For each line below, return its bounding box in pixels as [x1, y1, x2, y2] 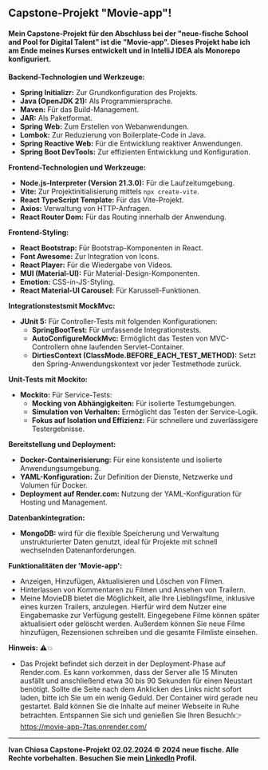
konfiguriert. [8, 54, 52, 63]
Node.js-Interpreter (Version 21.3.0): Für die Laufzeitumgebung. [19, 178, 235, 187]
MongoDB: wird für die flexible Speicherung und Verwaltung [19, 528, 219, 538]
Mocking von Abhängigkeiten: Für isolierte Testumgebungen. [31, 398, 237, 408]
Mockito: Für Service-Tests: [19, 389, 112, 399]
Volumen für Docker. [19, 480, 88, 490]
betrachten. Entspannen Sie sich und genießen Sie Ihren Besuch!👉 [19, 710, 242, 720]
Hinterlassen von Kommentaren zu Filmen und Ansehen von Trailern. [19, 584, 246, 594]
